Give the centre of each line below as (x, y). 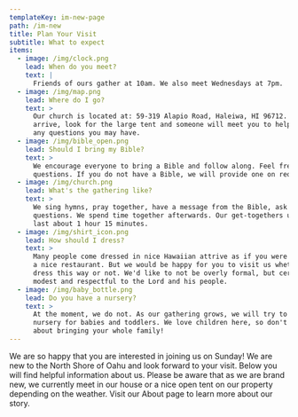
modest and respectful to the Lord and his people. (130, 281)
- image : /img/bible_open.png (73, 141)
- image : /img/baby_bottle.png (75, 289)
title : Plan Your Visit (53, 34)
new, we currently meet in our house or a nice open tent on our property (141, 384)
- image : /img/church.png (65, 183)
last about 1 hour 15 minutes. (90, 224)
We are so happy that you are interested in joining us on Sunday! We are (141, 356)
